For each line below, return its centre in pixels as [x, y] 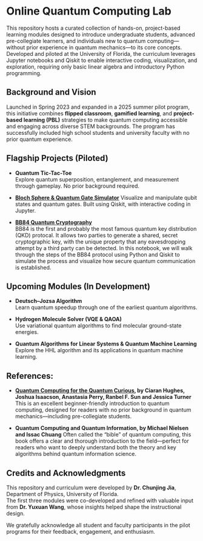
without [16, 47]
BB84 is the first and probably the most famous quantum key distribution [106, 228]
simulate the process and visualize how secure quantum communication [105, 261]
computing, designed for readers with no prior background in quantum [103, 410]
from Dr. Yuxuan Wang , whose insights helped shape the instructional [94, 507]
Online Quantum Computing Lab [89, 11]
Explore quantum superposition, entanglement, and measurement [97, 179]
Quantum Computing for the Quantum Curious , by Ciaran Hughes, [100, 390]
